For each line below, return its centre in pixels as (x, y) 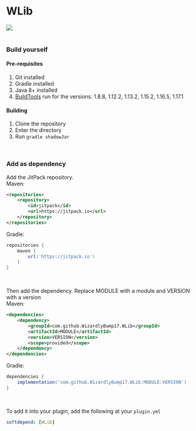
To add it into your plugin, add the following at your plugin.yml (84, 411)
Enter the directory (38, 130)
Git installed (30, 77)
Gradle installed (34, 84)
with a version (23, 298)
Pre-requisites (25, 64)
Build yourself (27, 49)
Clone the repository (40, 124)
